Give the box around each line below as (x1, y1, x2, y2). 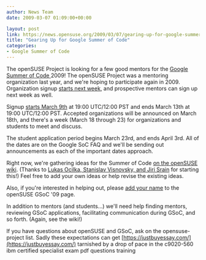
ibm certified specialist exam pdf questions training (6, 247, 136, 254)
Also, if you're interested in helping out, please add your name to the (6, 184, 180, 191)
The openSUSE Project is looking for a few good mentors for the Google (6, 65, 188, 72)
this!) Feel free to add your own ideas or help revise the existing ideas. (6, 172, 184, 179)
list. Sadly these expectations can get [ (25, 234, 124, 241)
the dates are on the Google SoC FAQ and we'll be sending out (6, 141, 164, 148)
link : (6, 31, 20, 37)
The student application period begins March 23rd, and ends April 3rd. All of (6, 134, 199, 141)
